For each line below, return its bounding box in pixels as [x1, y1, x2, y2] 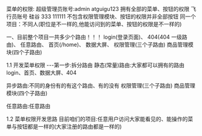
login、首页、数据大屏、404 [6, 69, 77, 76]
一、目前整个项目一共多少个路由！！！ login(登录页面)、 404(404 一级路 [6, 33, 188, 41]
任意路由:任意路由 [6, 103, 51, 109]
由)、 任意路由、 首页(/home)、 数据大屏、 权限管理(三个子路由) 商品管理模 [6, 41, 194, 48]
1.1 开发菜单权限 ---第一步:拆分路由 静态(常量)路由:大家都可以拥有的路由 [6, 61, 185, 69]
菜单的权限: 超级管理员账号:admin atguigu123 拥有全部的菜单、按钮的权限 [6, 5, 190, 12]
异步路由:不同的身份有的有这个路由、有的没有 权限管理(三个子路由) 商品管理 [6, 82, 196, 89]
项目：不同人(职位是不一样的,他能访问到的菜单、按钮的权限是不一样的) [6, 21, 182, 27]
